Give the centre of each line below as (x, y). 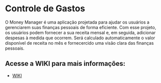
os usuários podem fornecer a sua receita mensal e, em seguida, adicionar (80, 32)
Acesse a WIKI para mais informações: (65, 64)
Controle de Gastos (45, 9)
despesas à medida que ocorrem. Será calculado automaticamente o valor (80, 38)
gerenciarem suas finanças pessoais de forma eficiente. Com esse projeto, (81, 27)
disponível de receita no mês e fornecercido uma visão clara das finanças (80, 43)
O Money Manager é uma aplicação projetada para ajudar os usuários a (77, 22)
